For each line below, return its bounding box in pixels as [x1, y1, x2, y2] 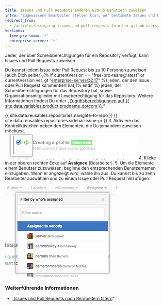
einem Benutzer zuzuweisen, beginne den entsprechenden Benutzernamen [5, 165, 156, 171]
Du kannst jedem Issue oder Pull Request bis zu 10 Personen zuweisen [5, 67, 147, 73]
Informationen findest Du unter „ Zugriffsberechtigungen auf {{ [5, 97, 130, 104]
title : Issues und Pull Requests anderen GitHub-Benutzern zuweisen [5, 8, 147, 13]
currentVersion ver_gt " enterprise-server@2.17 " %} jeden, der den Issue [5, 77, 149, 83]
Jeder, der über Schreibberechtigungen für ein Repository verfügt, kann [5, 52, 149, 58]
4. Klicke [138, 155, 156, 161]
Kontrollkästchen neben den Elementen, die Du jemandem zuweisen [5, 123, 142, 129]
